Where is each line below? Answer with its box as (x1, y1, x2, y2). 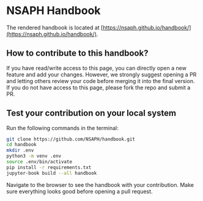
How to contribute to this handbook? (6, 48, 149, 59)
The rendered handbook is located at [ (6, 24, 103, 31)
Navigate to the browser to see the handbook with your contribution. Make (6, 181, 194, 188)
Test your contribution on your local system (6, 108, 176, 119)
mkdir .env (6, 147, 34, 153)
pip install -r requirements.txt (6, 164, 92, 170)
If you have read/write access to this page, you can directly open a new (6, 64, 186, 71)
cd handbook (6, 142, 37, 148)
